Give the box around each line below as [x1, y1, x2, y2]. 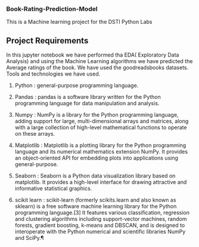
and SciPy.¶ [14, 235, 44, 242]
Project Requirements [6, 35, 89, 46]
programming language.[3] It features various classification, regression [14, 209, 189, 216]
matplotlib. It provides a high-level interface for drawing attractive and [14, 179, 187, 186]
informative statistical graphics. [14, 185, 92, 192]
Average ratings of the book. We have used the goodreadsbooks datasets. [6, 64, 189, 71]
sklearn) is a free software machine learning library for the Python [14, 203, 177, 210]
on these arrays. [14, 130, 55, 137]
